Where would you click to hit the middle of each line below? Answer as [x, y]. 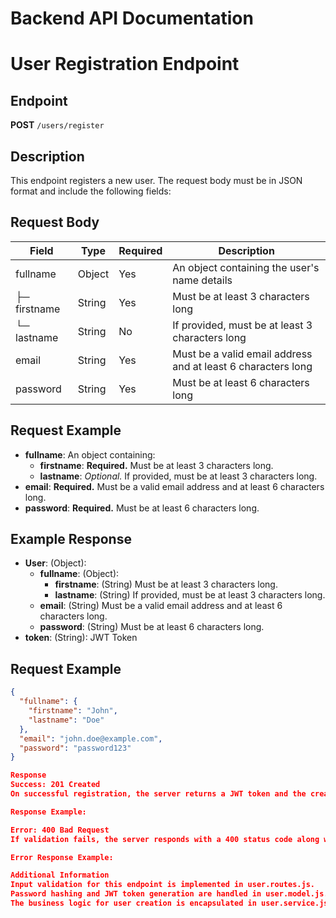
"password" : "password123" [75, 748]
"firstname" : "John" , [73, 711]
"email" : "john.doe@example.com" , [91, 738]
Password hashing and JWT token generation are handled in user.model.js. [169, 894]
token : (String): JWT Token [81, 638]
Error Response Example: [62, 857]
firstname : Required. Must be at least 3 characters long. [156, 465]
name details [202, 280]
